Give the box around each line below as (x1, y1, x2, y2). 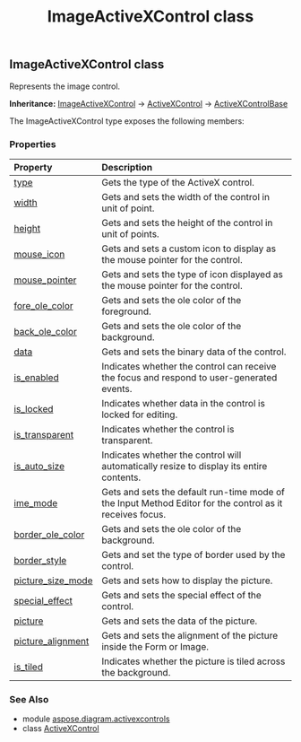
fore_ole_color (13, 299, 73, 311)
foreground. (101, 305, 152, 318)
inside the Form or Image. (101, 640, 209, 652)
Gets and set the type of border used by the (101, 548, 286, 561)
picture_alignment (13, 634, 90, 647)
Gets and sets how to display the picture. (101, 574, 273, 587)
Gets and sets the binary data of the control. (101, 345, 287, 358)
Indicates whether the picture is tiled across (101, 655, 286, 668)
